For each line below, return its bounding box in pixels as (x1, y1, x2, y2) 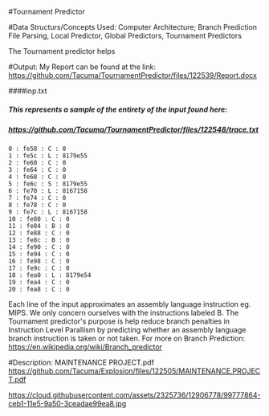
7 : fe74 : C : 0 (8, 194, 67, 202)
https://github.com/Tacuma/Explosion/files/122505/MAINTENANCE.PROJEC (8, 366, 261, 376)
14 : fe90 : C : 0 (8, 243, 70, 251)
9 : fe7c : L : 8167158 (8, 208, 88, 216)
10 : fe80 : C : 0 (8, 215, 70, 223)
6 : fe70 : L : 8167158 (8, 187, 88, 195)
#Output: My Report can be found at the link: (8, 62, 157, 71)
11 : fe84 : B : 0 (8, 222, 70, 230)
